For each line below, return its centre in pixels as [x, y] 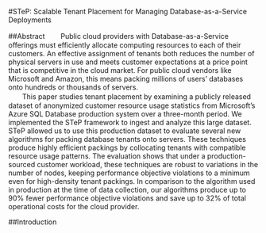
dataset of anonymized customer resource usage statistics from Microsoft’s [132, 105]
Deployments [30, 20]
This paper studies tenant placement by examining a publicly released [137, 97]
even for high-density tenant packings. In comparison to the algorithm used [132, 181]
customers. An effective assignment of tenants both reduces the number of [131, 53]
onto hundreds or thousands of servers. [73, 87]
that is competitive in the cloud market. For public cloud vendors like [120, 70]
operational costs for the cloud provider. [74, 206]
